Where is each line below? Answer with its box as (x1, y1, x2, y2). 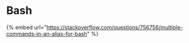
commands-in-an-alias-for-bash (6, 30, 88, 37)
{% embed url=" (6, 24, 47, 31)
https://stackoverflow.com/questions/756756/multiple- (46, 24, 184, 31)
